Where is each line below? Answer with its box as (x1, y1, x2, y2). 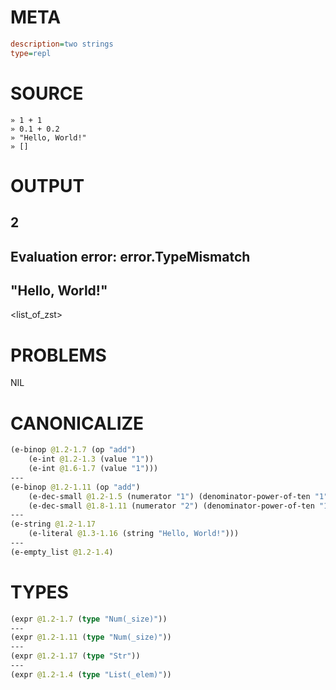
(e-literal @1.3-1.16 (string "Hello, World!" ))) (28, 529, 240, 539)
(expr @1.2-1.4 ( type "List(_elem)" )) (10, 669, 172, 680)
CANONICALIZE (10, 412, 145, 435)
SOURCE (10, 82, 84, 105)
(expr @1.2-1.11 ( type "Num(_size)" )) (10, 632, 172, 643)
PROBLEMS (10, 344, 107, 366)
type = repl (10, 48, 52, 58)
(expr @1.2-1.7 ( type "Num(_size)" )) (10, 614, 168, 624)
